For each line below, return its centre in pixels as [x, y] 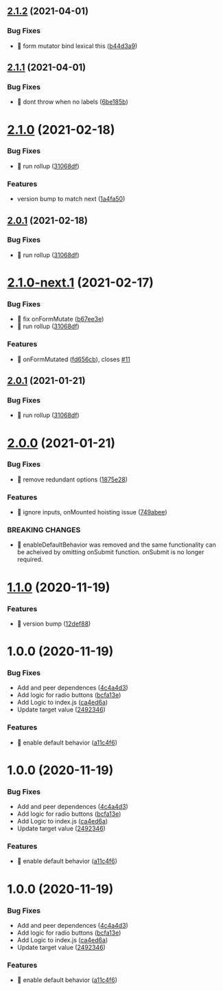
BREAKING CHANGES [44, 530]
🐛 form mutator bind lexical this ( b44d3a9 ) [77, 46]
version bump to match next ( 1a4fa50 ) [71, 199]
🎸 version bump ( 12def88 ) [54, 624]
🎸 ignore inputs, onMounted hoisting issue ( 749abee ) [92, 512]
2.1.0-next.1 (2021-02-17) [81, 283]
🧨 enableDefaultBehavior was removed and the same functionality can [116, 545]
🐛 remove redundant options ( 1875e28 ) [72, 479]
